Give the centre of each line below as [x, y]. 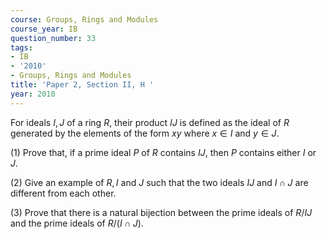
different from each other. [63, 193]
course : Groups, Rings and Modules [84, 19]
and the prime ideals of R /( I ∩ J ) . [77, 223]
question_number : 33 [53, 38]
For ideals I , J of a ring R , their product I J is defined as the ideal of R [150, 122]
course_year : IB [44, 29]
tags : [21, 47]
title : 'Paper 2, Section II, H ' [82, 85]
